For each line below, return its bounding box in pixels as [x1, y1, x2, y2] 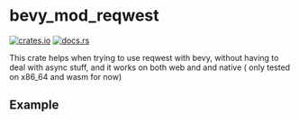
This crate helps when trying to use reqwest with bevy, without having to [9, 52, 279, 63]
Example [9, 98, 59, 113]
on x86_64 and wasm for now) [9, 71, 122, 82]
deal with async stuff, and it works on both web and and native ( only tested [9, 62, 291, 73]
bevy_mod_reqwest [9, 5, 159, 26]
